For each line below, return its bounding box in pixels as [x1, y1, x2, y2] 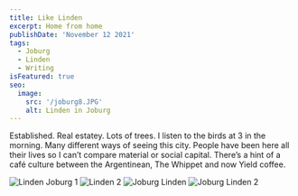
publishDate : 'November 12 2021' [9, 30, 135, 39]
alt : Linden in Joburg [25, 106, 111, 115]
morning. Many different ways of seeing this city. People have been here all [9, 140, 290, 151]
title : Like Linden [9, 13, 83, 23]
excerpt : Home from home [9, 22, 103, 31]
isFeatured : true [9, 72, 75, 81]
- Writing [17, 64, 54, 73]
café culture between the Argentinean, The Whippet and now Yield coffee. [9, 159, 286, 170]
